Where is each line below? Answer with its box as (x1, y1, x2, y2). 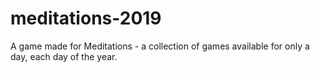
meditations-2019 (10, 7, 162, 30)
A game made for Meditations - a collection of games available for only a (10, 40, 310, 52)
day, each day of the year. (10, 50, 118, 62)
